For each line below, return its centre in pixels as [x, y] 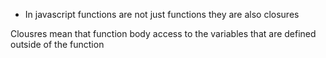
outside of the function [57, 44]
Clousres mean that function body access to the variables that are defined [163, 33]
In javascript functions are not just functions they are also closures [162, 14]
